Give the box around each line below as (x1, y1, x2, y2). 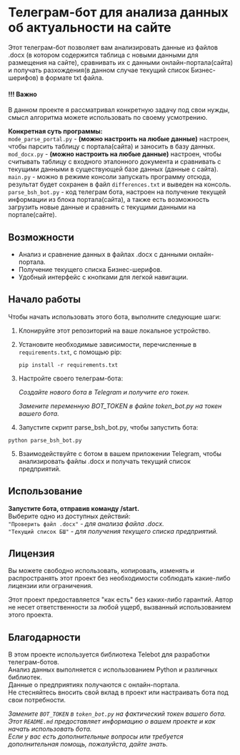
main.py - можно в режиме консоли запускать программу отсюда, (8, 173, 212, 181)
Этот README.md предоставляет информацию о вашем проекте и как (8, 717, 216, 726)
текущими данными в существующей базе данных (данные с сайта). (8, 165, 219, 173)
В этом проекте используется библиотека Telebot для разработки (8, 650, 210, 659)
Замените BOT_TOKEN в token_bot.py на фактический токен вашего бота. (8, 709, 226, 718)
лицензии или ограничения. (8, 582, 94, 590)
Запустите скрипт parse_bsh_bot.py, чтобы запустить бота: (18, 422, 199, 432)
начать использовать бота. (8, 725, 92, 734)
